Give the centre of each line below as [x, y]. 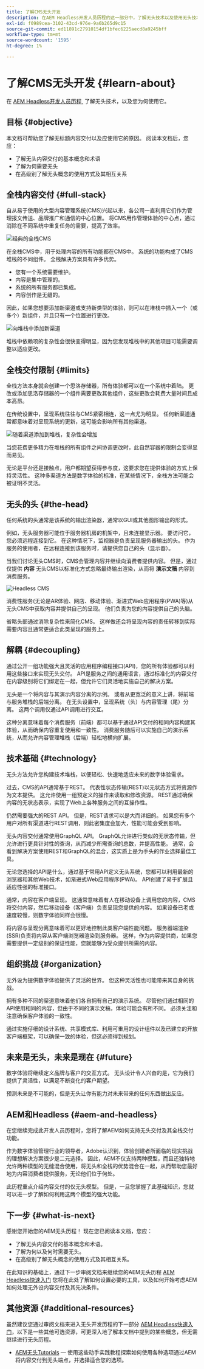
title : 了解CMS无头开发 [33, 12]
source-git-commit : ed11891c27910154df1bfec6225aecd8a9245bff [87, 29]
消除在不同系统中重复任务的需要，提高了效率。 [65, 226]
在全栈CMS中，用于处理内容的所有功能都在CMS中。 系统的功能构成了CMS [100, 252]
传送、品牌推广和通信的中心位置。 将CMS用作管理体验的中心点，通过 [109, 218]
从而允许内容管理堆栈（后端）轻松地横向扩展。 [75, 737]
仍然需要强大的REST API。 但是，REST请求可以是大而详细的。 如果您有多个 [101, 815]
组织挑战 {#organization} [54, 964]
